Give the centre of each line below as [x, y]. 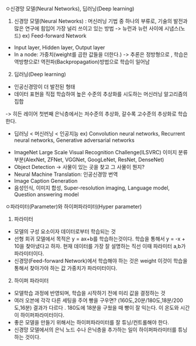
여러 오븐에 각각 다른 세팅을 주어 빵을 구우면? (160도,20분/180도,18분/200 [99, 300]
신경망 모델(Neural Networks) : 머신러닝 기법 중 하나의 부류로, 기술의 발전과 [101, 21]
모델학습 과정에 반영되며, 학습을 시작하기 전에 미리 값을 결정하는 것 [90, 293]
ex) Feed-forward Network [54, 36]
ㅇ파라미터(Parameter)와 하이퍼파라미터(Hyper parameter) [74, 206]
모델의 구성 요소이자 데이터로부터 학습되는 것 [65, 231]
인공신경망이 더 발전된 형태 [44, 86]
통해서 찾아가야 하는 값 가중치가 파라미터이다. [66, 268]
